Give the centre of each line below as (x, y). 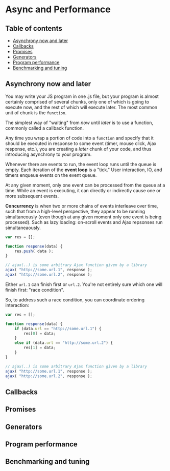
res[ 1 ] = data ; (40, 348)
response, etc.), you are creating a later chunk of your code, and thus (78, 149)
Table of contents (34, 28)
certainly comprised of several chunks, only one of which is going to (77, 101)
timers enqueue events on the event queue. (51, 175)
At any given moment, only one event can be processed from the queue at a (85, 185)
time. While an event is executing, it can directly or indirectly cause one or (83, 190)
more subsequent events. (32, 196)
